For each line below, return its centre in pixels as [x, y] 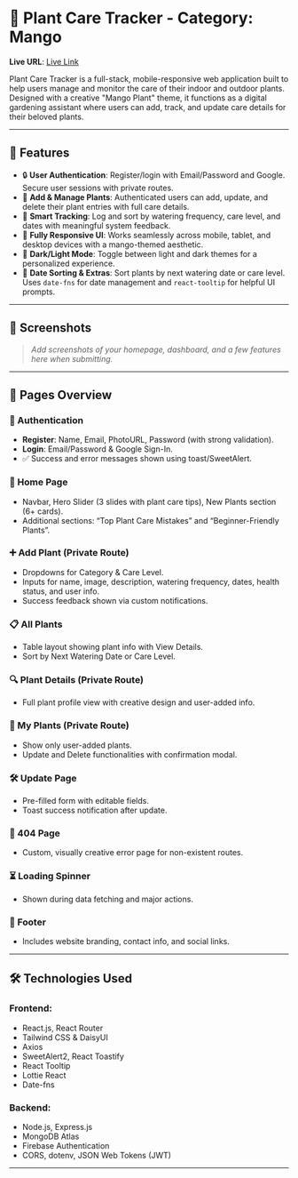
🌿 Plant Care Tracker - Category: [131, 18]
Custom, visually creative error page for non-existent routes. [133, 853]
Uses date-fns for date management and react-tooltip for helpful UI [149, 282]
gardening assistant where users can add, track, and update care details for [148, 107]
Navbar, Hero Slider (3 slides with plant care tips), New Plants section [149, 501]
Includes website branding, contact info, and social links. [126, 941]
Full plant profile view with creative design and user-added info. [138, 702]
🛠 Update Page [43, 778]
